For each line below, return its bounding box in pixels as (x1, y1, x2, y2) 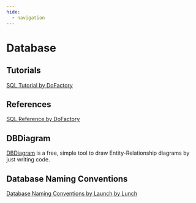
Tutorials (6, 65, 41, 76)
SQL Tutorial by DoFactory (6, 81, 73, 89)
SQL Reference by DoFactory (6, 116, 80, 123)
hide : (6, 9, 20, 15)
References (6, 99, 51, 109)
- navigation (12, 15, 45, 21)
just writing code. (6, 156, 50, 163)
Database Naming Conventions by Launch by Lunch (6, 190, 138, 197)
